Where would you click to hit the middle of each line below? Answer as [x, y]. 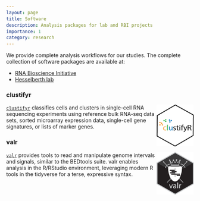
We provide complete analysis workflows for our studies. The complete [93, 55]
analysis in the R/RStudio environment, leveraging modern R [80, 168]
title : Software [26, 19]
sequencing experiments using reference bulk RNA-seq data [80, 114]
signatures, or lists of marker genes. [50, 127]
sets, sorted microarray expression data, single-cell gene [76, 120]
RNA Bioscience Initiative [46, 73]
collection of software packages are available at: [65, 62]
